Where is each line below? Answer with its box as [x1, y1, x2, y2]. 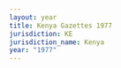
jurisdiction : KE [9, 29, 73, 38]
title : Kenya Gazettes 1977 [9, 21, 113, 30]
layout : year [9, 12, 57, 22]
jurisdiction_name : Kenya [9, 37, 104, 47]
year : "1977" [9, 46, 57, 55]
